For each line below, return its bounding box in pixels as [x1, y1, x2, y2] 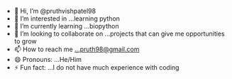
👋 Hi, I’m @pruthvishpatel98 [13, 7, 96, 15]
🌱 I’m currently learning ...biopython [13, 22, 119, 30]
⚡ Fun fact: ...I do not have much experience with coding [13, 63, 179, 71]
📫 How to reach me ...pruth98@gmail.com [13, 45, 140, 53]
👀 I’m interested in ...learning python [13, 14, 121, 23]
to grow [13, 37, 37, 46]
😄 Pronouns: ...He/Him [13, 56, 82, 63]
